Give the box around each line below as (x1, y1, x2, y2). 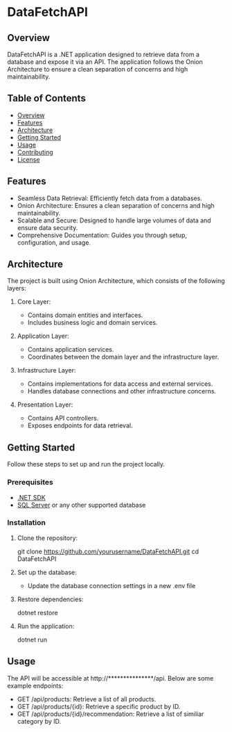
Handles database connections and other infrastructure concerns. (27, 387, 217, 396)
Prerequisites (7, 478, 53, 487)
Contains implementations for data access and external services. (27, 380, 213, 388)
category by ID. (17, 717, 62, 725)
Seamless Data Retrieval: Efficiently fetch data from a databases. (17, 194, 203, 202)
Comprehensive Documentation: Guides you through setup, (17, 231, 187, 239)
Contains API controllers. (27, 414, 99, 423)
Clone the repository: (17, 533, 78, 542)
